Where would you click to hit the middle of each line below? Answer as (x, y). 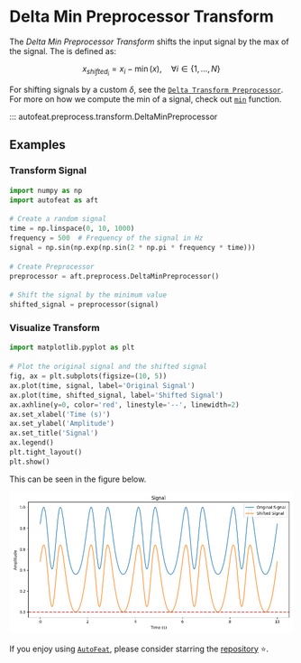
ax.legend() (32, 443)
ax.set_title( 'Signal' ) (54, 433)
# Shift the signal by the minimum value (88, 295)
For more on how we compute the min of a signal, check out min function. (146, 99)
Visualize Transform (55, 328)
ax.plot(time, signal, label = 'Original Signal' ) (102, 385)
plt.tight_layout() (46, 453)
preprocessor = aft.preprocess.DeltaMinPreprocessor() (114, 276)
